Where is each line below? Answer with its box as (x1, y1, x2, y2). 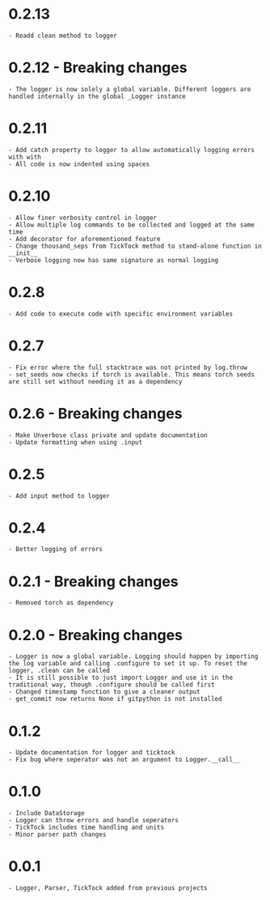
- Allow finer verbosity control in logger (8, 214, 158, 222)
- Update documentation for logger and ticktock (8, 749, 175, 757)
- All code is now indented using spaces (8, 159, 150, 168)
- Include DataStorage (8, 809, 85, 817)
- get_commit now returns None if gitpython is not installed (8, 695, 222, 703)
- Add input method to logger (8, 491, 111, 500)
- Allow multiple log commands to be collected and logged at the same (8, 220, 255, 229)
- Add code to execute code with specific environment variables (8, 309, 233, 318)
